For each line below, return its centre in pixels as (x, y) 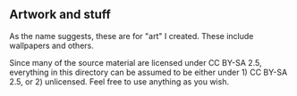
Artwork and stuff (60, 15)
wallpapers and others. (51, 45)
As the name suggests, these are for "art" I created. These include (132, 36)
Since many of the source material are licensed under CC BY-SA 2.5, (136, 62)
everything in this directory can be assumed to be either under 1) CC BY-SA (148, 72)
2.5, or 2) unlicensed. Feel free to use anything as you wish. (119, 81)
